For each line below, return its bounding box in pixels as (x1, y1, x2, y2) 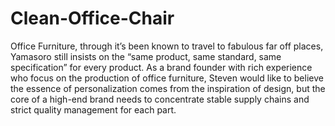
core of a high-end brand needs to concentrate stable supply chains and (10, 93, 310, 105)
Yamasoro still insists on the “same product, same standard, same (10, 50, 282, 62)
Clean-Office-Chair (10, 7, 175, 30)
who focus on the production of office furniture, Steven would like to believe (10, 72, 324, 84)
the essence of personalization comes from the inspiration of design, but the (10, 82, 326, 94)
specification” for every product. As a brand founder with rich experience (10, 61, 313, 73)
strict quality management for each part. (10, 103, 177, 116)
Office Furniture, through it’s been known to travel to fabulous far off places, (10, 40, 324, 52)
